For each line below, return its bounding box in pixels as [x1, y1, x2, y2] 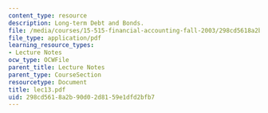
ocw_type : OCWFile [8, 56, 69, 64]
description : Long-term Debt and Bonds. [8, 19, 145, 27]
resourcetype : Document [8, 78, 88, 86]
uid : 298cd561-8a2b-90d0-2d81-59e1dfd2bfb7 [8, 93, 156, 101]
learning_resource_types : [8, 41, 94, 49]
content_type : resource [8, 11, 88, 20]
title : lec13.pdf [8, 85, 66, 94]
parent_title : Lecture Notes [8, 64, 105, 72]
